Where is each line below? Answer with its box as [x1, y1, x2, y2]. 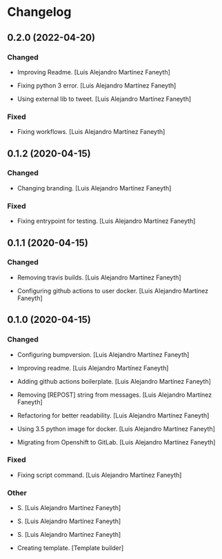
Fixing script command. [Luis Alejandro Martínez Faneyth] [17, 471, 182, 479]
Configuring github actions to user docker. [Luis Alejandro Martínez [17, 286, 209, 295]
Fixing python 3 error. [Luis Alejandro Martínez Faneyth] [17, 81, 176, 90]
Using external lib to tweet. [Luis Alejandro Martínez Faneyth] [17, 95, 192, 103]
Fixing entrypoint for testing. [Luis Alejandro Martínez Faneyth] [17, 217, 196, 225]
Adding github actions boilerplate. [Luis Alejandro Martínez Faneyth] [17, 377, 212, 385]
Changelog [7, 4, 72, 20]
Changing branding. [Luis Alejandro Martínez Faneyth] [17, 184, 172, 192]
